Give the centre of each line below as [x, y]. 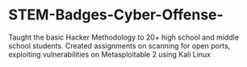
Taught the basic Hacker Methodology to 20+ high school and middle [124, 37]
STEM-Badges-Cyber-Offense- [116, 15]
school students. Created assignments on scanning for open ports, [119, 45]
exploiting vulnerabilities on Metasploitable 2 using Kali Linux [110, 54]
